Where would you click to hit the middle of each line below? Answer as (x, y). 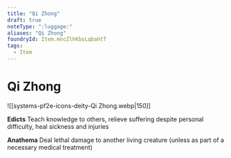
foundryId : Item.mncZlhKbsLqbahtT (57, 39)
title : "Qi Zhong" (34, 14)
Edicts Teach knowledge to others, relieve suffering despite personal (105, 119)
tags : (15, 46)
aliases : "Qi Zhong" (37, 33)
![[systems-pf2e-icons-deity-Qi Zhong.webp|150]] (79, 105)
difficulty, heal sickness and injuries (58, 126)
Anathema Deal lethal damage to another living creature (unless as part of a (116, 140)
